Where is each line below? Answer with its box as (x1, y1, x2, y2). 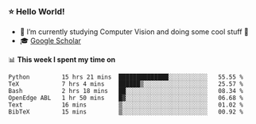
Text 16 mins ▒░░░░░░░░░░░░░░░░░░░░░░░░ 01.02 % (8, 101, 244, 109)
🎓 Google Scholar (19, 36, 82, 45)
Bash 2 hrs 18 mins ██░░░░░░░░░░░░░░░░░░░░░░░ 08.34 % (8, 87, 244, 95)
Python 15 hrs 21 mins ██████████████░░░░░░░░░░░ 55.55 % (8, 73, 244, 81)
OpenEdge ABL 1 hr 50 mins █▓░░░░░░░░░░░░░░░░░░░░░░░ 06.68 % (8, 94, 244, 103)
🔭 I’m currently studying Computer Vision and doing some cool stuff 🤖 (19, 27, 249, 37)
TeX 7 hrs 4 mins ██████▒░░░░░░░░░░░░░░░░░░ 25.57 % (8, 80, 244, 88)
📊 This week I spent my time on (8, 55, 116, 64)
